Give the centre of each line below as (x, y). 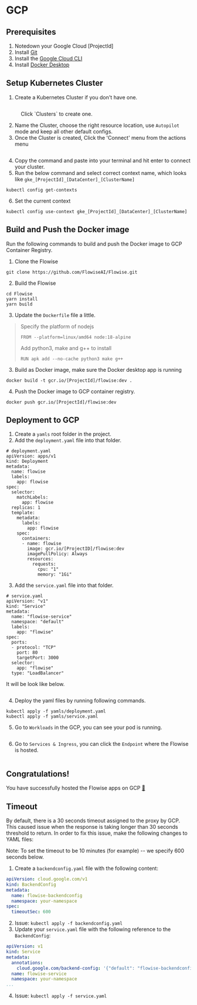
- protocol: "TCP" (34, 648)
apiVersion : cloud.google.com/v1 (47, 879)
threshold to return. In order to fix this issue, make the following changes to (97, 833)
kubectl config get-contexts (42, 190)
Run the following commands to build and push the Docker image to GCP (94, 244)
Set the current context (43, 201)
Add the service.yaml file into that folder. (64, 586)
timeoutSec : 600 (31, 912)
